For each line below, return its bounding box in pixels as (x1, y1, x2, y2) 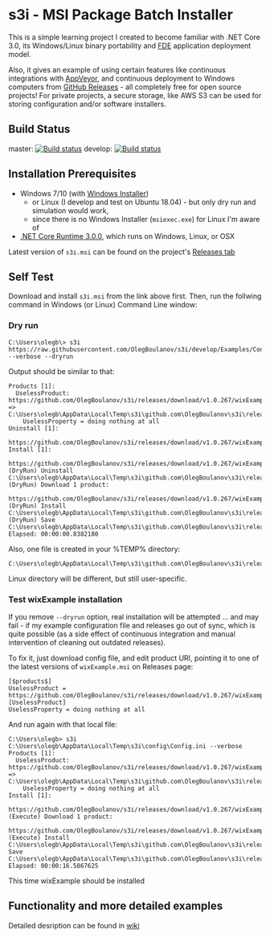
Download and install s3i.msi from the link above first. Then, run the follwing (8, 291, 262, 301)
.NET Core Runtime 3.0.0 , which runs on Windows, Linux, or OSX (19, 231, 235, 241)
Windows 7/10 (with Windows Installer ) (19, 188, 149, 198)
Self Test (8, 269, 54, 283)
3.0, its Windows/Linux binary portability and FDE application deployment (8, 40, 252, 50)
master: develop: (8, 143, 112, 154)
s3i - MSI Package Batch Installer (8, 6, 233, 24)
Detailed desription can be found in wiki (8, 920, 140, 930)
